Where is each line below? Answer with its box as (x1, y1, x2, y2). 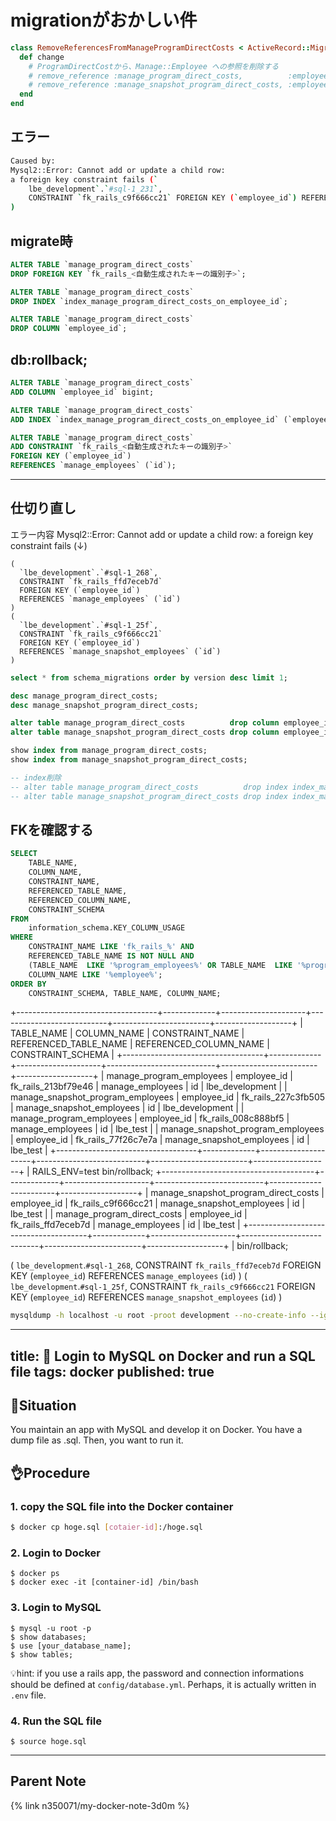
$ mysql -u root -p (10, 1623, 92, 1633)
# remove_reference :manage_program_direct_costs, (28, 71, 244, 81)
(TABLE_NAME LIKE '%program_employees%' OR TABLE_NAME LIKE (28, 960, 293, 970)
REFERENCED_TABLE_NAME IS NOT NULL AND (28, 951, 195, 961)
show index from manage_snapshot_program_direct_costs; (10, 755, 248, 765)
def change (19, 52, 65, 62)
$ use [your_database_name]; (10, 1641, 132, 1651)
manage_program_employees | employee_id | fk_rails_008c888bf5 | (10, 1112, 290, 1125)
